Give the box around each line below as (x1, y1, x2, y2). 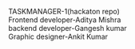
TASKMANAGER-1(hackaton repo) (8, 7, 120, 16)
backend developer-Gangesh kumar (8, 24, 128, 32)
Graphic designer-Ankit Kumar (8, 32, 109, 41)
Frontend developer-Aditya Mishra (8, 15, 121, 24)
